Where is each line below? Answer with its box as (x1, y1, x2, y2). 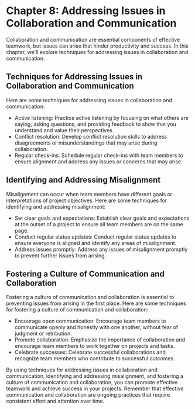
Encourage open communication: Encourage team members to (14, 317, 166, 324)
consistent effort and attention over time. (6, 398, 105, 405)
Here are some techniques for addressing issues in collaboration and (6, 96, 173, 103)
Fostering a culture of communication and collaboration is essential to (6, 294, 175, 301)
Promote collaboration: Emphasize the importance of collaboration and (14, 336, 186, 343)
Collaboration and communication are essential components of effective (6, 36, 180, 43)
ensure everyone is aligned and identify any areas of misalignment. (14, 239, 177, 246)
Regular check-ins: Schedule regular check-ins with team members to (14, 152, 183, 159)
